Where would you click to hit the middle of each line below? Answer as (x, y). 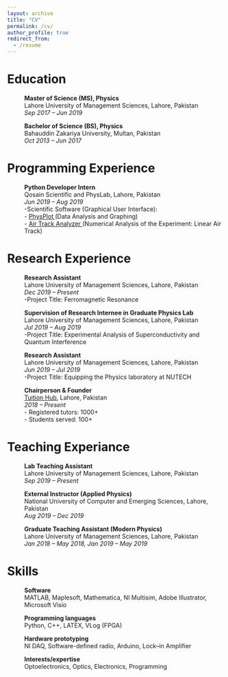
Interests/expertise (52, 659)
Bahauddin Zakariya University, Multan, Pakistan (92, 133)
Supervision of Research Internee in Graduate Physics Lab (109, 312)
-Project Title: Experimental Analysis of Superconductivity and (112, 334)
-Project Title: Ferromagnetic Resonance (81, 299)
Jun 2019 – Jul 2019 (52, 369)
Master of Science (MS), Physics (72, 98)
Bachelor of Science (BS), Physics (74, 126)
